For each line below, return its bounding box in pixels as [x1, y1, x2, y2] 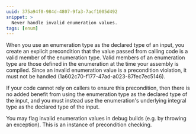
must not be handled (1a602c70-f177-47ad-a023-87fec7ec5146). [6, 73, 166, 80]
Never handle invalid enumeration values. [11, 20, 118, 25]
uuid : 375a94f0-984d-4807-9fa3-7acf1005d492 [6, 8, 118, 15]
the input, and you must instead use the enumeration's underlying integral [6, 97, 187, 104]
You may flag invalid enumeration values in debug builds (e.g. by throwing [6, 115, 187, 122]
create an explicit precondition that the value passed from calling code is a [6, 48, 188, 55]
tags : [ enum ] [6, 25, 38, 31]
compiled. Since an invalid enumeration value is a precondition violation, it [6, 66, 187, 74]
